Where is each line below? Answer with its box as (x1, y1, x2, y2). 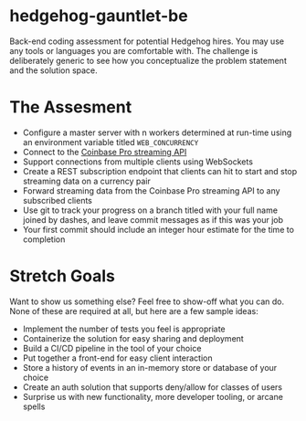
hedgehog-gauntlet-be (9, 5, 189, 26)
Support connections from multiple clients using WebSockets (22, 156, 254, 167)
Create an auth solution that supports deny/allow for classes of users (22, 381, 283, 393)
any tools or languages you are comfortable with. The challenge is (9, 45, 259, 56)
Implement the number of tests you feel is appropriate (22, 323, 226, 334)
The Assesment (9, 97, 132, 118)
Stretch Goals (9, 266, 116, 287)
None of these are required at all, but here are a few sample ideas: (9, 305, 259, 316)
